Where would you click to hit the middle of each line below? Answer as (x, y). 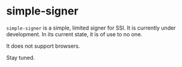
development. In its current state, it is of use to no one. (74, 34)
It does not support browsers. (43, 46)
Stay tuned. (21, 57)
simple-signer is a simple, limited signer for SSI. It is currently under (91, 28)
